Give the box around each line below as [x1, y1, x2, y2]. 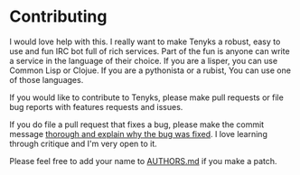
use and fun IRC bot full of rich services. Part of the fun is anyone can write [9, 45, 291, 56]
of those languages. [9, 74, 84, 85]
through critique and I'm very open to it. [9, 138, 158, 149]
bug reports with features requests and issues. [9, 101, 183, 112]
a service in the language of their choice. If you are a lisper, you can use [9, 55, 278, 66]
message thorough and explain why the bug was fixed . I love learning [9, 128, 268, 139]
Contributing [9, 6, 108, 27]
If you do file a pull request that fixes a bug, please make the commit [9, 119, 265, 130]
